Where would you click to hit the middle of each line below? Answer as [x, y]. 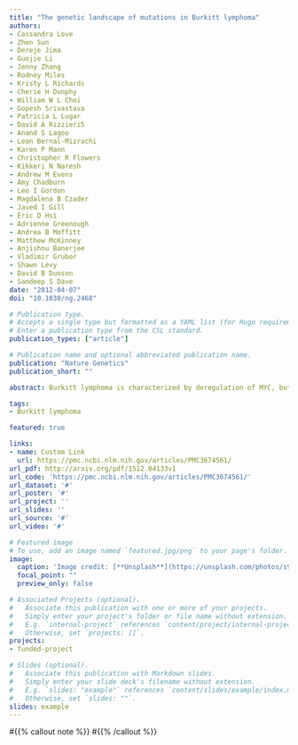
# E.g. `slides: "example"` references [87, 690]
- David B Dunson [41, 273]
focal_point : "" [47, 575]
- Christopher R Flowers [55, 158]
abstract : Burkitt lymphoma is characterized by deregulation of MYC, [142, 387]
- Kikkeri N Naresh [45, 166]
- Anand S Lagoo [39, 133]
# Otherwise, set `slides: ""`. [73, 698]
